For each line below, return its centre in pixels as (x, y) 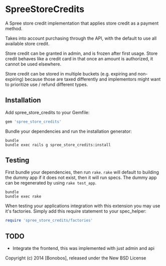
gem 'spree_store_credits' (33, 122)
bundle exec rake (23, 197)
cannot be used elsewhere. (33, 64)
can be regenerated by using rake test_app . (51, 183)
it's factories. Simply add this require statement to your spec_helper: (76, 211)
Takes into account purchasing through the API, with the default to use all (81, 38)
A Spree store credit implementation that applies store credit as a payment (82, 23)
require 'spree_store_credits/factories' (49, 220)
